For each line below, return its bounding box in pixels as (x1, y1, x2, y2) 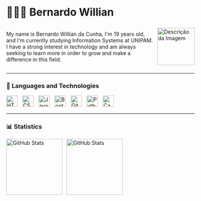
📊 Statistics (6, 123, 42, 131)
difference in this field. (6, 56, 62, 63)
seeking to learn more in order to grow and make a (6, 49, 131, 56)
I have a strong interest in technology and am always (6, 43, 136, 50)
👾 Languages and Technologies (6, 81, 100, 90)
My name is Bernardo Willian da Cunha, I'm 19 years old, (6, 30, 145, 38)
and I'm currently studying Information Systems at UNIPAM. (6, 36, 153, 44)
